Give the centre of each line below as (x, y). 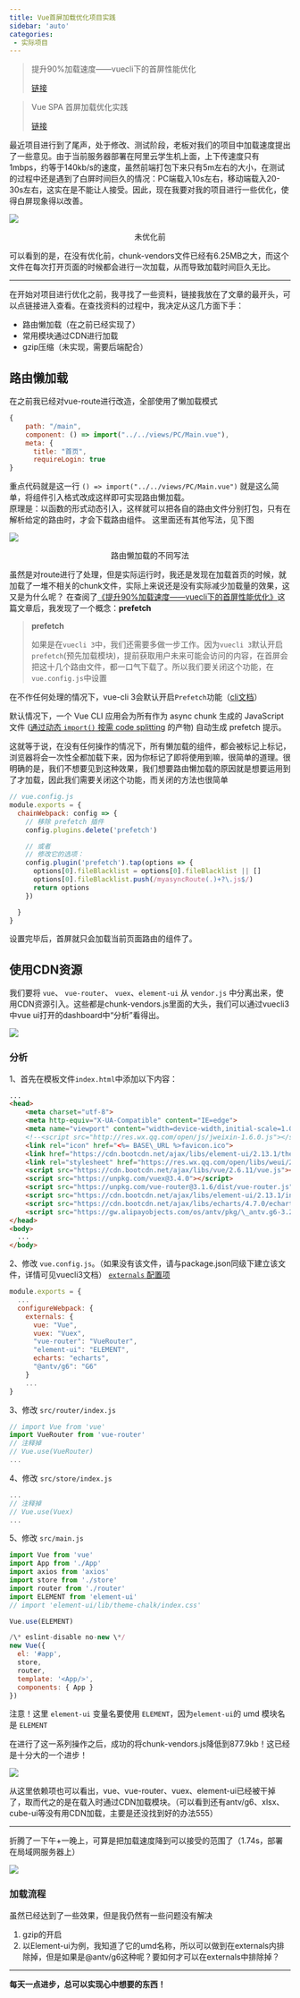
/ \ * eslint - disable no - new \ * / (67, 1637)
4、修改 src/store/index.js (61, 1478)
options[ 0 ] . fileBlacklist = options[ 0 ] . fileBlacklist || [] (147, 871)
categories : (31, 34)
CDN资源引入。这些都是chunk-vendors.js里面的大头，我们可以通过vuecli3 (153, 1004)
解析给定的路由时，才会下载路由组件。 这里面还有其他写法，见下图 (132, 520)
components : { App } (55, 1688)
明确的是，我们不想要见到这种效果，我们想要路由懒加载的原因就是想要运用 (146, 769)
